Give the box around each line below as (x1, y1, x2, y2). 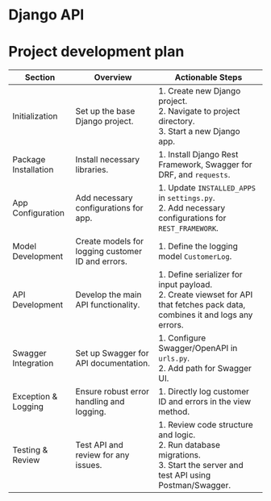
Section (24, 72, 56, 83)
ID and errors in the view (158, 396, 252, 407)
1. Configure (158, 332, 206, 344)
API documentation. (75, 357, 151, 369)
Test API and (75, 440, 123, 451)
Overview (94, 72, 132, 83)
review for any (75, 449, 130, 461)
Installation (12, 164, 54, 175)
